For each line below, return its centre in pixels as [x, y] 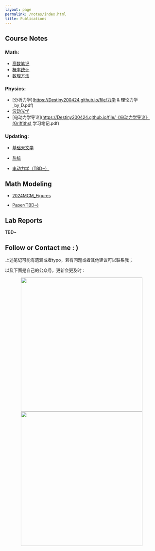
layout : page [18, 10]
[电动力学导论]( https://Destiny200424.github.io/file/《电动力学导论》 [81, 117]
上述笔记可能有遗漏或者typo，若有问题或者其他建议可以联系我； [69, 260]
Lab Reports [24, 220]
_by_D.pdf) [23, 105]
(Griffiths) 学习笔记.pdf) [36, 123]
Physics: [16, 88]
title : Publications [26, 19]
